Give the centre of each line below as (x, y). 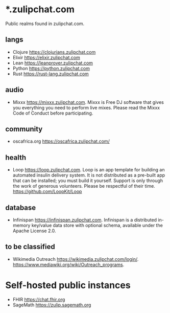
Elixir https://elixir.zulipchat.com (46, 57)
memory (21, 225)
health (16, 157)
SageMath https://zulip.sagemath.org (52, 305)
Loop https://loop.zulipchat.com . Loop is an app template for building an (89, 170)
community (24, 129)
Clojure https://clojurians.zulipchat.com (54, 52)
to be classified (30, 247)
